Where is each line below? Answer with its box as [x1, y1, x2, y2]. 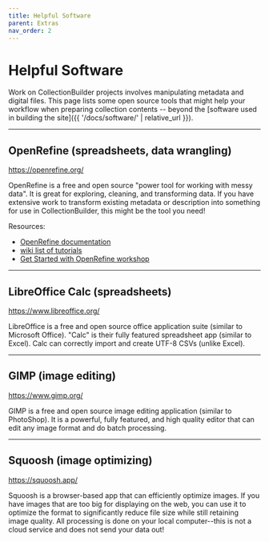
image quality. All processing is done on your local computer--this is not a [8, 516, 252, 525]
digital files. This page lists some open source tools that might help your [8, 96, 246, 106]
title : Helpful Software [8, 11, 91, 20]
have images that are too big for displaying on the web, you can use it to [8, 499, 247, 508]
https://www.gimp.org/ [8, 390, 83, 400]
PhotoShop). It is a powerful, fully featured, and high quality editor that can [8, 414, 255, 424]
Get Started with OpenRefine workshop [19, 254, 150, 264]
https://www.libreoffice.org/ [8, 306, 100, 315]
